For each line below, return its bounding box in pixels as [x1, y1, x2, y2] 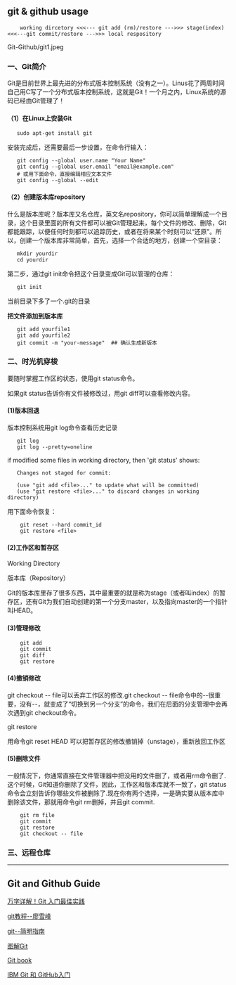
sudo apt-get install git [16, 130, 93, 137]
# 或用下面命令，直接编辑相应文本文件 [16, 171, 112, 178]
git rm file [20, 811, 55, 818]
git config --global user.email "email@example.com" [16, 163, 174, 171]
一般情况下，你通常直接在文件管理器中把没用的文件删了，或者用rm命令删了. [7, 771, 226, 780]
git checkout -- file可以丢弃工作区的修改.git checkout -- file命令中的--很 [7, 690, 215, 699]
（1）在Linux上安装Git [7, 114, 72, 122]
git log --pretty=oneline [16, 444, 93, 451]
